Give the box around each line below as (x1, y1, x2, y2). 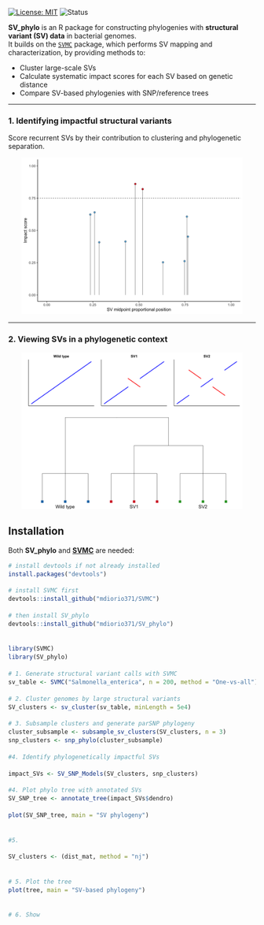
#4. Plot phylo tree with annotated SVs (8, 786, 143, 794)
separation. (8, 142, 45, 151)
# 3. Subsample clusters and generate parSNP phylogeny (8, 720, 195, 728)
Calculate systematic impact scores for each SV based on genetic (19, 72, 233, 80)
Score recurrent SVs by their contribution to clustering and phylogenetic (8, 133, 242, 143)
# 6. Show (8, 911, 41, 919)
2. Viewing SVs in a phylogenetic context (8, 334, 168, 345)
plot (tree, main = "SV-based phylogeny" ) (8, 886, 146, 894)
